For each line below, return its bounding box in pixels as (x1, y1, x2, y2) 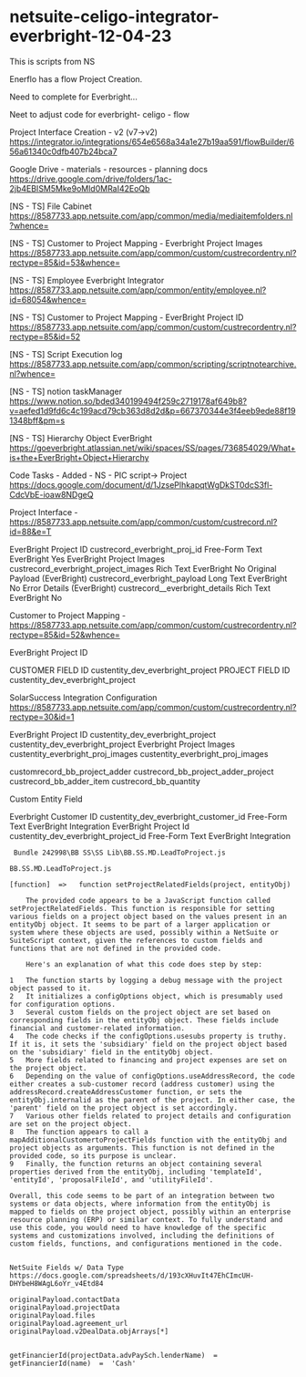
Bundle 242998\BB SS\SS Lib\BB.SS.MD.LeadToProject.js (13, 848, 226, 857)
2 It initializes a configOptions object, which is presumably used (9, 991, 283, 1000)
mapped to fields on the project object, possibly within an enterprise (9, 1206, 291, 1217)
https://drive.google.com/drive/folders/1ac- (9, 173, 173, 184)
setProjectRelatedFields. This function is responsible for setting (9, 904, 275, 913)
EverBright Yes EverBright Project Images (9, 554, 166, 564)
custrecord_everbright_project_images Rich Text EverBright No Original (9, 563, 277, 574)
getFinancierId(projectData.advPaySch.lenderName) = (9, 1351, 219, 1360)
